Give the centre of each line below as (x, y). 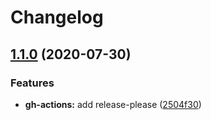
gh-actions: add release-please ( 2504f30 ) (113, 104)
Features (32, 83)
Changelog (57, 17)
